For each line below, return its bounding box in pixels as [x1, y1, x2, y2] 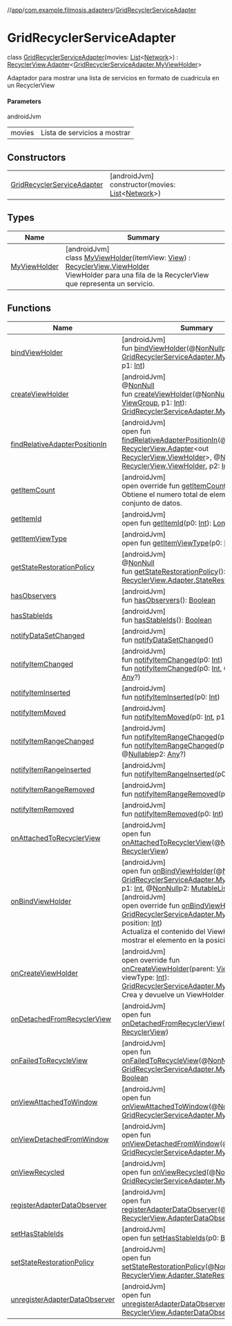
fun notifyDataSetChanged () [122, 635, 214, 645]
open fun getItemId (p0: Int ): [122, 518, 212, 528]
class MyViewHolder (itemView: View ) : [65, 253, 191, 262]
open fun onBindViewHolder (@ [122, 866, 223, 875]
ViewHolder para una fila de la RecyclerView [65, 270, 209, 280]
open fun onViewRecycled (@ [122, 1167, 216, 1176]
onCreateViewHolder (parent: [122, 964, 215, 974]
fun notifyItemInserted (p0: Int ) [122, 692, 220, 701]
